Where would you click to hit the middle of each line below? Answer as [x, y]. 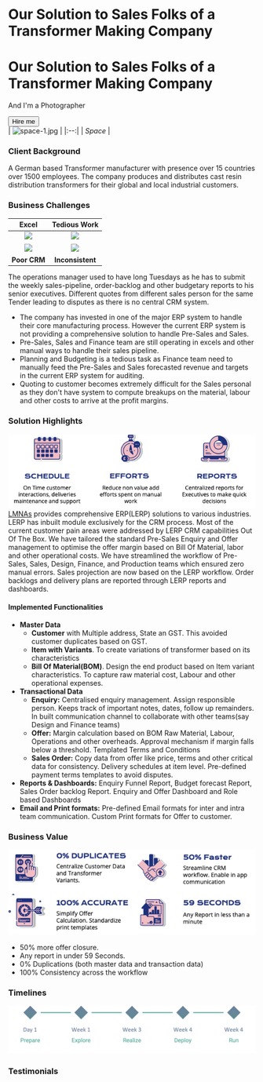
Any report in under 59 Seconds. [72, 956]
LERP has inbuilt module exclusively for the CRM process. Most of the [121, 523]
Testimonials [33, 1071]
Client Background [44, 151]
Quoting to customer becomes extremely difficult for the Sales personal [135, 384]
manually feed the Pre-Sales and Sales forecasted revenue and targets [134, 367]
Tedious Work [75, 224]
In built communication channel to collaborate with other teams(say [140, 716]
